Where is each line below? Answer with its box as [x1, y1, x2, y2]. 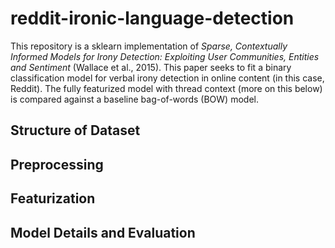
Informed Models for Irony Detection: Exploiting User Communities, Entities [10, 50, 320, 62]
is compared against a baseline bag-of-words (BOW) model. [10, 93, 259, 105]
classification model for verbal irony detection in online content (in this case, [10, 72, 325, 84]
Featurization [10, 190, 96, 207]
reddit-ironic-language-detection [10, 7, 295, 30]
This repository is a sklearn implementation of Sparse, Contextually [10, 40, 288, 52]
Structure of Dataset [10, 122, 141, 139]
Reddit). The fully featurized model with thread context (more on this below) [10, 82, 323, 94]
